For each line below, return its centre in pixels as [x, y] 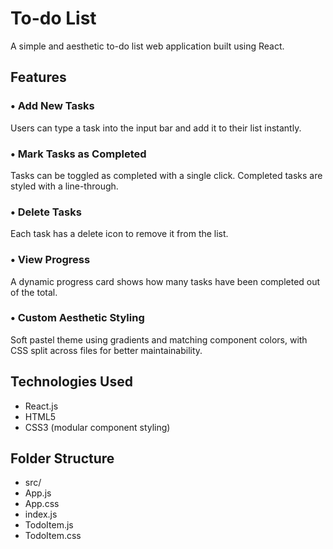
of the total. [34, 292]
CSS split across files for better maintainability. [106, 350]
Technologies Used [71, 382]
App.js [38, 493]
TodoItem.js [49, 525]
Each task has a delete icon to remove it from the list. [119, 234]
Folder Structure [62, 458]
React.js [41, 406]
